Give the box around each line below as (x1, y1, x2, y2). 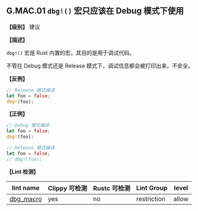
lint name (12, 184, 40, 192)
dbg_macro (9, 195, 42, 203)
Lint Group (136, 184, 168, 192)
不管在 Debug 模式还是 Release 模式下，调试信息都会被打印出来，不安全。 (6, 62, 194, 69)
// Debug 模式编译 (6, 123, 50, 129)
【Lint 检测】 (6, 168, 39, 175)
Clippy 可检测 (48, 184, 87, 192)
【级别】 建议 (6, 23, 40, 30)
